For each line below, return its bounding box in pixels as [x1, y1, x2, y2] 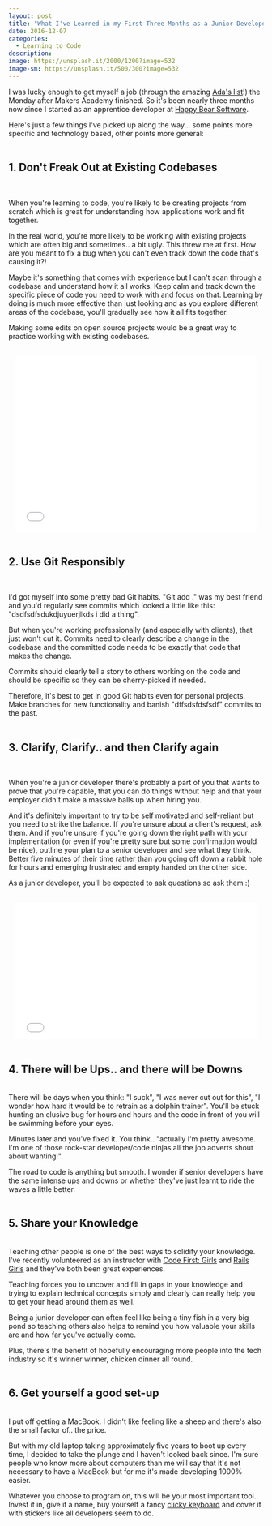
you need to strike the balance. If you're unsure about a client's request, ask [8, 819, 263, 829]
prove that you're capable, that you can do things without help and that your [8, 786, 262, 796]
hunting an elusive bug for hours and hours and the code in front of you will [8, 1110, 261, 1120]
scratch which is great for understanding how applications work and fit [8, 206, 244, 216]
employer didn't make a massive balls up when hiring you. [8, 795, 202, 805]
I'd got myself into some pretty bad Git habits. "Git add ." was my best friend [8, 592, 263, 602]
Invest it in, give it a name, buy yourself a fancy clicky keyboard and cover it [8, 1499, 261, 1509]
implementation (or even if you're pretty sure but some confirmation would [8, 836, 257, 846]
